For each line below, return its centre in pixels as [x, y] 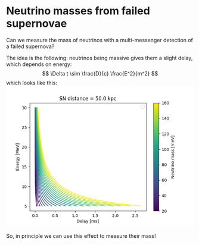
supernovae [37, 23]
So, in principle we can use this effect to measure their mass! [81, 235]
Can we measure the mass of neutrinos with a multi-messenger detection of [100, 40]
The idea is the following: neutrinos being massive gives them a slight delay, [99, 58]
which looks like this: [32, 83]
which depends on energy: [39, 64]
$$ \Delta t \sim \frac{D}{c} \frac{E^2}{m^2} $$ [100, 73]
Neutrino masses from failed [78, 11]
